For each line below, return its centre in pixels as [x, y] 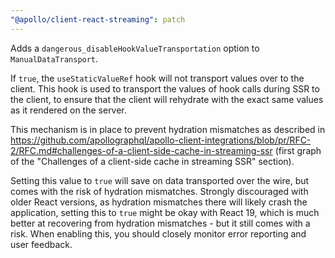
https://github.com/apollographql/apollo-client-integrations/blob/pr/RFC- [161, 140]
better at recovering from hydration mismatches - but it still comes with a [160, 223]
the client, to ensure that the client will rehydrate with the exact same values [167, 99]
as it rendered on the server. [68, 110]
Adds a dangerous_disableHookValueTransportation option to [135, 48]
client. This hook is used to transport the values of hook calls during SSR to [165, 88]
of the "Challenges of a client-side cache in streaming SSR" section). [152, 161]
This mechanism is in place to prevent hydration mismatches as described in [168, 129]
